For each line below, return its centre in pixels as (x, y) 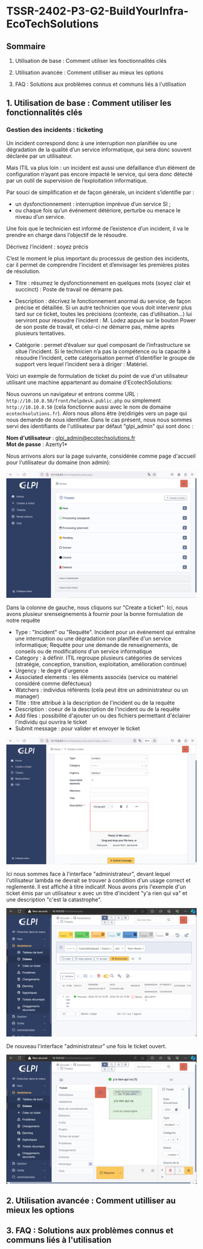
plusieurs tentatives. (40, 333)
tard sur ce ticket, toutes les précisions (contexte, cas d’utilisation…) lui (103, 314)
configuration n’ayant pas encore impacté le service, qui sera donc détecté (100, 174)
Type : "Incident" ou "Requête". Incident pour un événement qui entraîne (105, 632)
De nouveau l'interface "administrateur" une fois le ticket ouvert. (86, 1046)
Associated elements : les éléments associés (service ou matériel (96, 677)
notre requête (23, 620)
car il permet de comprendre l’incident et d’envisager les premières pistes (98, 265)
